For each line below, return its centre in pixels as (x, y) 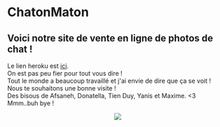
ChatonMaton (48, 12)
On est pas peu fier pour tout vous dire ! (65, 73)
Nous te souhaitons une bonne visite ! (62, 88)
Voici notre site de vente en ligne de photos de (110, 38)
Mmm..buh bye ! (31, 103)
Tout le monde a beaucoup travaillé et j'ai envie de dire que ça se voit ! (109, 81)
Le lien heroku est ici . (38, 66)
